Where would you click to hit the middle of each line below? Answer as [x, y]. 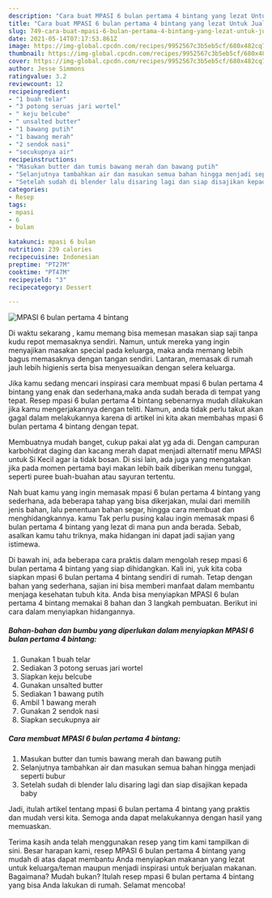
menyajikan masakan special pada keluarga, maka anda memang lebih [126, 351]
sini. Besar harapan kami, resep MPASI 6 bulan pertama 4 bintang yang [127, 851]
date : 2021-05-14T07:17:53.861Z [63, 39]
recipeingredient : [39, 91]
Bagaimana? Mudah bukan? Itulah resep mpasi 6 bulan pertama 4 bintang [131, 877]
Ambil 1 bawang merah [58, 702]
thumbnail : [27, 54]
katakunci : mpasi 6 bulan [52, 242]
